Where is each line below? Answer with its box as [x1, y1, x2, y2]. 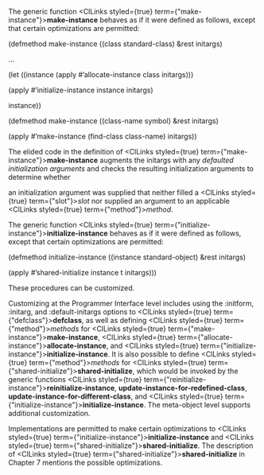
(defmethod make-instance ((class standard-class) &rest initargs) [8, 39, 223, 49]
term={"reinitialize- [143, 375, 207, 384]
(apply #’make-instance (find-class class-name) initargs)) [8, 131, 197, 141]
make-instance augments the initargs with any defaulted [46, 155, 235, 165]
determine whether [8, 173, 72, 181]
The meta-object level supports [147, 400, 251, 409]
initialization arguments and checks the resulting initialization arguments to [8, 164, 254, 173]
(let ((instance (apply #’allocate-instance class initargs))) [8, 70, 194, 79]
